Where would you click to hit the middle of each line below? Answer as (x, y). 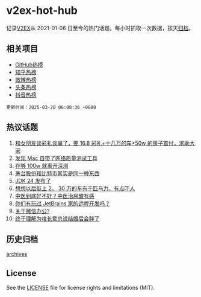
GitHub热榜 (29, 65)
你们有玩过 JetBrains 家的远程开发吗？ (62, 203)
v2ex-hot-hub (42, 11)
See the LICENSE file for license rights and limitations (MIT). (81, 288)
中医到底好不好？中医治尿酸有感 (54, 196)
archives (17, 254)
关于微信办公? (32, 211)
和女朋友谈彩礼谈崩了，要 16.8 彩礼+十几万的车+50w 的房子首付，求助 (102, 143)
